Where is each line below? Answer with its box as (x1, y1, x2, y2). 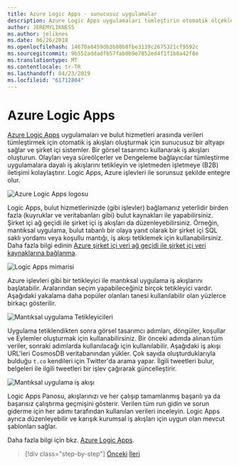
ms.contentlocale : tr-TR (7, 63, 81, 70)
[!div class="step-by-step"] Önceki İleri (24, 449, 140, 459)
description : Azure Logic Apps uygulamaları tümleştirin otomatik (7, 17, 208, 24)
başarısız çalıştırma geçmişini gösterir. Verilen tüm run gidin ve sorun (7, 400, 210, 408)
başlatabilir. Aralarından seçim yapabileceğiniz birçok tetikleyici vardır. (7, 284, 213, 292)
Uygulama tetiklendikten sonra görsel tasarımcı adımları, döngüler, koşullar (7, 326, 226, 335)
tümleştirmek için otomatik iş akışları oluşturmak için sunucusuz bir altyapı (7, 138, 225, 146)
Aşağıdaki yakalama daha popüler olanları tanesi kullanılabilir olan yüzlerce (7, 292, 226, 300)
